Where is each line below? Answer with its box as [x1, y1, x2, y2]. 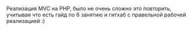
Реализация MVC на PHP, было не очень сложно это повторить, [6, 5, 172, 12]
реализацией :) [6, 18, 45, 24]
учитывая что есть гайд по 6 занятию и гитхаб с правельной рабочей [6, 11, 187, 18]
